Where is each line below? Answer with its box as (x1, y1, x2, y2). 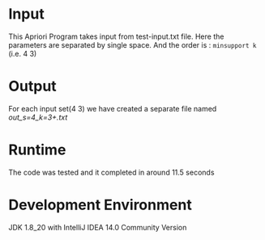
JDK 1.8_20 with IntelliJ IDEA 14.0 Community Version (8, 222, 187, 232)
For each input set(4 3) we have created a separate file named (8, 103, 217, 113)
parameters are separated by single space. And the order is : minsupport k (8, 40, 257, 49)
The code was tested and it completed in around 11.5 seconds (8, 167, 215, 177)
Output (8, 78, 57, 95)
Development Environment (8, 196, 192, 214)
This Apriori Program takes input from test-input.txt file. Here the (8, 32, 224, 41)
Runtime (8, 141, 66, 159)
